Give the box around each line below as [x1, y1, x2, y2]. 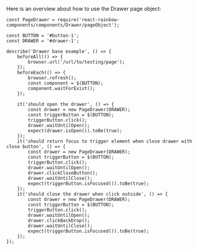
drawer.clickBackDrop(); [28, 217, 90, 223]
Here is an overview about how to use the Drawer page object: [6, 5, 161, 12]
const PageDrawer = [6, 17, 55, 23]
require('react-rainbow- [57, 17, 120, 23]
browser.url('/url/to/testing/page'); [28, 59, 125, 65]
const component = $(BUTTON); [28, 80, 104, 86]
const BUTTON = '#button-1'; [6, 33, 79, 39]
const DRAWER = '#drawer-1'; [6, 38, 79, 44]
